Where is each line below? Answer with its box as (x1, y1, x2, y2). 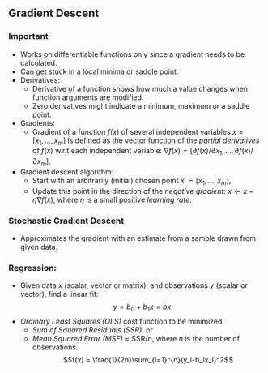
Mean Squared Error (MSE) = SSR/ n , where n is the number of (32, 334, 240, 344)
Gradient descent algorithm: (19, 167, 114, 177)
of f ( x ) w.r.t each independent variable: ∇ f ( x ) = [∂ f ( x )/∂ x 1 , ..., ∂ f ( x (32, 146, 249, 157)
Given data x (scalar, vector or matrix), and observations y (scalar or (19, 281, 249, 290)
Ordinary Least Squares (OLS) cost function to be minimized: (19, 316, 225, 327)
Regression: (8, 263, 57, 274)
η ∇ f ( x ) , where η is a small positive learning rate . (32, 195, 193, 204)
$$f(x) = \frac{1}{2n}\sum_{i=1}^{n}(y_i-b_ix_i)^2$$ (62, 355, 233, 365)
